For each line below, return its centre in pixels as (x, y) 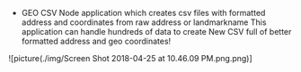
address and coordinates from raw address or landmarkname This (144, 22)
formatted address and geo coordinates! (96, 41)
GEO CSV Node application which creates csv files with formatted (143, 13)
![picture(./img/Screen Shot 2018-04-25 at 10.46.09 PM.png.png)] (130, 58)
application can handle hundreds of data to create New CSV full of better (156, 32)
